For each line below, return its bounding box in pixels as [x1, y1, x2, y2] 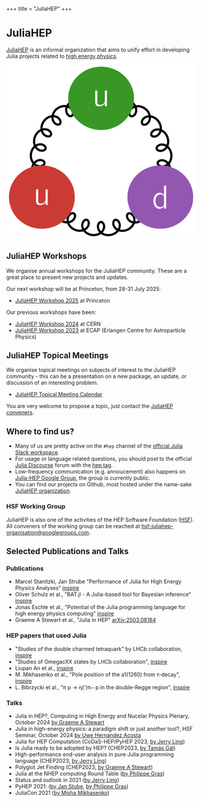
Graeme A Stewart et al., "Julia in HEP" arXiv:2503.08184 [14, 616, 156, 624]
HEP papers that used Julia [6, 631, 87, 640]
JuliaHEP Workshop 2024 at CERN [14, 320, 101, 327]
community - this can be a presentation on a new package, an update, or [6, 373, 187, 380]
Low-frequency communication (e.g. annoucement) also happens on [14, 468, 186, 475]
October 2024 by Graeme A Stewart [14, 718, 105, 725]
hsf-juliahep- [141, 522, 173, 530]
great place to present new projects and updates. [6, 274, 128, 281]
